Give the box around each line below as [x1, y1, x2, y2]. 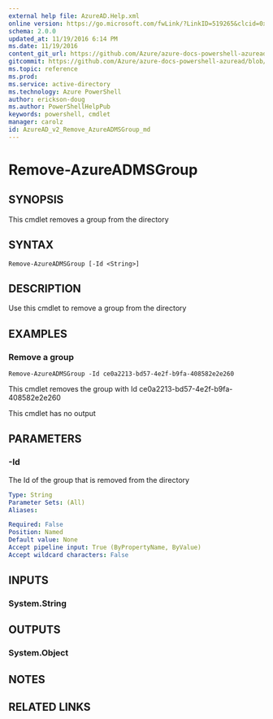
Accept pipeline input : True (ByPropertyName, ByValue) [8, 543, 201, 551]
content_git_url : [8, 50, 67, 58]
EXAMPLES [8, 327, 67, 340]
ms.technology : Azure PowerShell [8, 87, 122, 96]
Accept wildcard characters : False [8, 550, 129, 559]
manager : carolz [8, 118, 63, 126]
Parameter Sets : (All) [8, 498, 85, 506]
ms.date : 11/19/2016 [8, 42, 79, 50]
